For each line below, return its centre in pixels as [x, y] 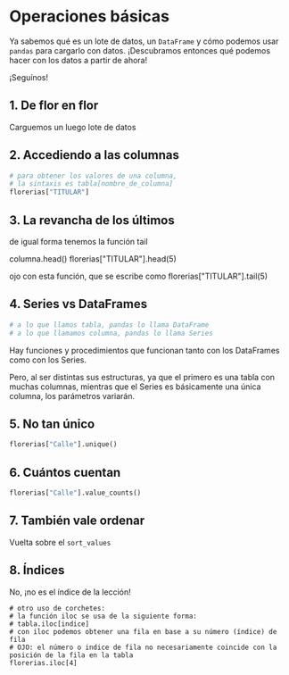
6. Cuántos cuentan [65, 472]
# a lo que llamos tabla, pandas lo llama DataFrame [109, 325]
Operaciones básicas [89, 17]
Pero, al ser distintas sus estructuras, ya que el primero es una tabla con [142, 377]
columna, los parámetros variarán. [72, 396]
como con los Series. [48, 360]
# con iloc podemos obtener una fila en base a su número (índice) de [143, 631]
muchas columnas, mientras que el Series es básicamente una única [135, 387]
